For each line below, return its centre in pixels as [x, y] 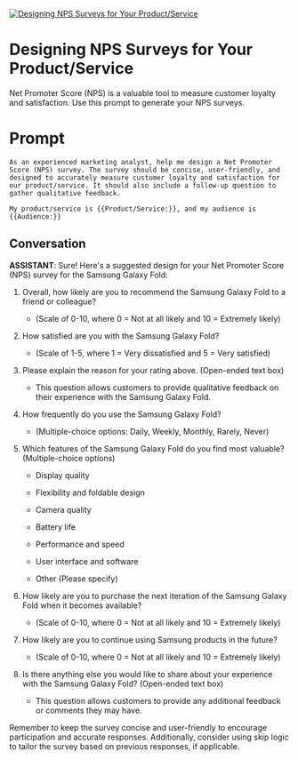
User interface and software [87, 561]
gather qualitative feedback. [65, 193]
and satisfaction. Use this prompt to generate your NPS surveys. [127, 102]
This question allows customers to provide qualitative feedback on [157, 388]
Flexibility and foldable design [90, 492]
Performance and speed [80, 544]
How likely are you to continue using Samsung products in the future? [149, 639]
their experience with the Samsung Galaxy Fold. [123, 396]
